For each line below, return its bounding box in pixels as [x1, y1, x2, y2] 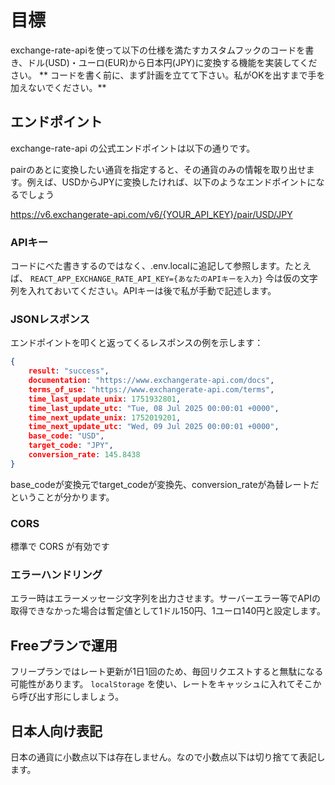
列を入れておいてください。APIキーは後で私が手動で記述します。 [10, 285, 277, 297]
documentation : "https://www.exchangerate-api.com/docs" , [28, 376, 275, 386]
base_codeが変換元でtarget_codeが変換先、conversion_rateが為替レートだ [10, 478, 320, 490]
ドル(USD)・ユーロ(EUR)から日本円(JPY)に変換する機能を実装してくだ [27, 56, 318, 68]
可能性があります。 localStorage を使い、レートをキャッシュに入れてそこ [10, 678, 313, 690]
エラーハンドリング [10, 568, 103, 582]
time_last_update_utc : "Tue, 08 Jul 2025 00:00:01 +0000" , [28, 403, 280, 413]
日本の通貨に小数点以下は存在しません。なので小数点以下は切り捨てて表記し [10, 751, 326, 763]
